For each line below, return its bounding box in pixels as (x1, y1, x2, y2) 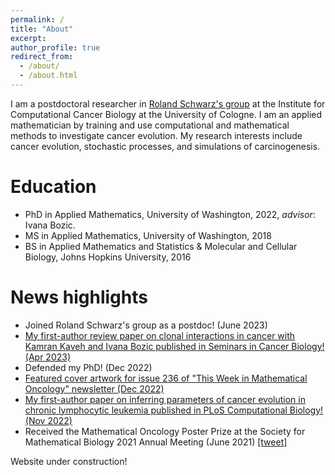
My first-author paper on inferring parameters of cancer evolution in (24, 393, 306, 405)
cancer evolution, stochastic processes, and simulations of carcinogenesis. (10, 140, 321, 152)
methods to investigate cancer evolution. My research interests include (10, 129, 303, 141)
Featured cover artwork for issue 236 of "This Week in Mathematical (24, 372, 308, 384)
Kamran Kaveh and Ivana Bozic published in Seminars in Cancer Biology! (24, 340, 325, 352)
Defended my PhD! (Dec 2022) (24, 361, 153, 373)
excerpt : (10, 33, 47, 43)
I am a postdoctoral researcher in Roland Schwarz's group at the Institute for (10, 97, 326, 110)
